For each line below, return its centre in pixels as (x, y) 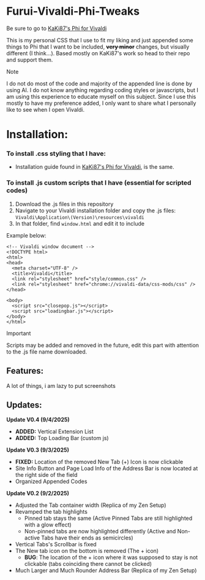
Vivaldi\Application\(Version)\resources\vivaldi (80, 217)
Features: (25, 371)
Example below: (27, 235)
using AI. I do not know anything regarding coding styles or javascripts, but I (102, 90)
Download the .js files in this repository (64, 204)
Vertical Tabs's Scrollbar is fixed (56, 544)
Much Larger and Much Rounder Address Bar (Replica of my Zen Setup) (106, 570)
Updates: (24, 405)
